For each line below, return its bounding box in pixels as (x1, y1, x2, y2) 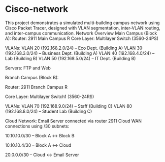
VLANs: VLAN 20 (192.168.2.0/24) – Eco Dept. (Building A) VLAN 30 (5, 45, 143, 51)
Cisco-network (5, 3, 68, 15)
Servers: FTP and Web (5, 65, 51, 71)
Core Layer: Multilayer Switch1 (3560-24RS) (5, 94, 95, 99)
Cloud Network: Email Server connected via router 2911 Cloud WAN (5, 118, 142, 124)
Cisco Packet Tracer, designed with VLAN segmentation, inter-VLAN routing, (5, 25, 161, 31)
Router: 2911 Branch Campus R (5, 84, 68, 90)
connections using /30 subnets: (5, 123, 69, 129)
